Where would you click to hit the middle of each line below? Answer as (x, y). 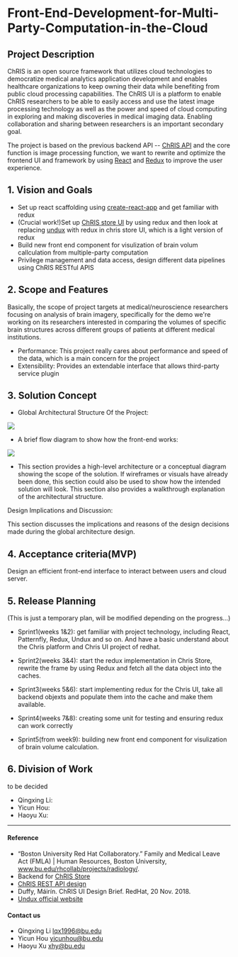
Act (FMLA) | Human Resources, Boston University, (92, 861)
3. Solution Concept (52, 396)
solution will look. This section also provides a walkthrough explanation (121, 489)
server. (18, 578)
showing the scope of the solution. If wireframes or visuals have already (123, 474)
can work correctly (45, 726)
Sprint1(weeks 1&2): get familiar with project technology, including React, (124, 632)
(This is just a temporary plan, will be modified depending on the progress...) (119, 618)
